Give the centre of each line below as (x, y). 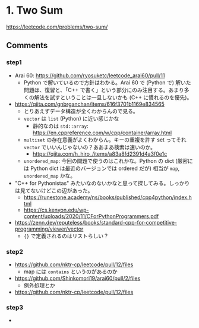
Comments (27, 45)
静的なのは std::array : (60, 126)
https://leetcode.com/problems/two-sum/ (57, 27)
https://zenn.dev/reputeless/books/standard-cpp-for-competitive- (96, 222)
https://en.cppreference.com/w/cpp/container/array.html (102, 133)
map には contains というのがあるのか (70, 272)
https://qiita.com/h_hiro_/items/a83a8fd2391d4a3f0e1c (100, 154)
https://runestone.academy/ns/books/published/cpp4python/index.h (108, 197)
